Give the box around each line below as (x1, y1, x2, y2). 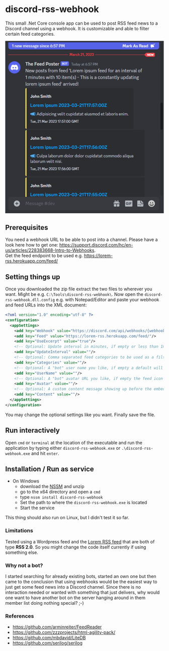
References (5, 612, 34, 619)
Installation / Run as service (5, 465, 94, 473)
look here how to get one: (5, 242, 59, 248)
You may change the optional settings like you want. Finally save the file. (5, 412, 155, 418)
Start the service (20, 505, 55, 511)
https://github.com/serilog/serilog (12, 640, 83, 646)
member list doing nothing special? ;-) (5, 600, 84, 606)
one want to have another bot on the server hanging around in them (5, 595, 146, 601)
